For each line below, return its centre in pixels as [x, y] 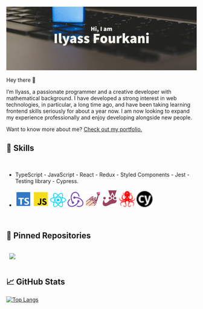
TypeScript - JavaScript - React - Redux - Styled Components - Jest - [102, 174]
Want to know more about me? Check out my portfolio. [74, 129]
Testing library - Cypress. [47, 181]
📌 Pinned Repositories [49, 236]
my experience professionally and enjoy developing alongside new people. [99, 117]
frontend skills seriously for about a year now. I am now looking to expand [98, 111]
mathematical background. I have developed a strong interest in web [92, 98]
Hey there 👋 [21, 80]
